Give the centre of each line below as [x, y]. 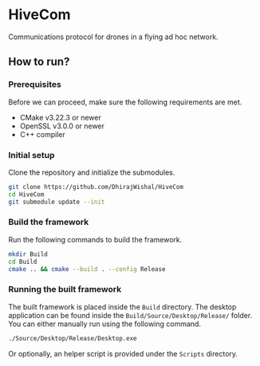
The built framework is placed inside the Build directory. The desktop [122, 307]
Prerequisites [35, 85]
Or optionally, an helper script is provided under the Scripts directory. [123, 353]
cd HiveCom [26, 194]
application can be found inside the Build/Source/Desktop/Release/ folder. [130, 315]
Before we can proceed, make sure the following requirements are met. [125, 102]
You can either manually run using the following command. [105, 324]
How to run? [39, 62]
